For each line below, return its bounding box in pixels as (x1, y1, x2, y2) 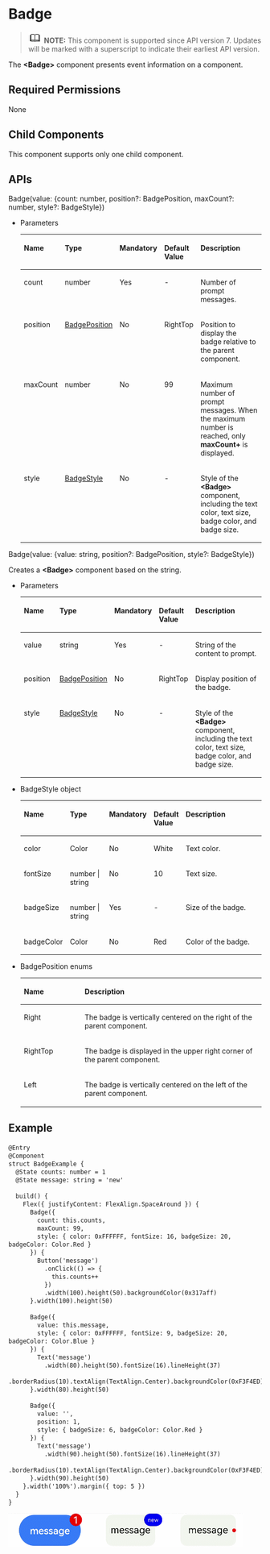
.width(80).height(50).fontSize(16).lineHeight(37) (43, 1361, 221, 1369)
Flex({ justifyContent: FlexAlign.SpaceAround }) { (22, 1200, 199, 1208)
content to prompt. (194, 649, 257, 659)
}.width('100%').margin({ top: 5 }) (22, 1482, 146, 1490)
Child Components (8, 128, 104, 142)
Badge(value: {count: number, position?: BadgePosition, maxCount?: (8, 194, 235, 204)
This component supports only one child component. (8, 149, 184, 159)
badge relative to (200, 337, 256, 347)
